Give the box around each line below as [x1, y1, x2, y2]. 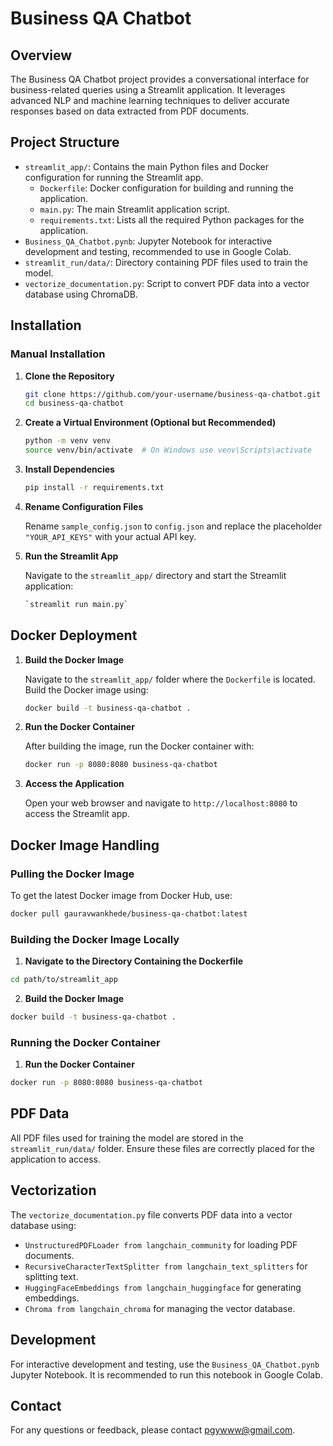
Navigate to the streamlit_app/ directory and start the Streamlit [24, 569, 287, 581]
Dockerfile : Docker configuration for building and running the [39, 182, 294, 194]
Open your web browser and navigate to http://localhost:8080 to [24, 797, 298, 809]
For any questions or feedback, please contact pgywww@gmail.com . [10, 1424, 296, 1436]
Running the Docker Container [10, 1035, 161, 1049]
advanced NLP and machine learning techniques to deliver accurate [10, 95, 290, 106]
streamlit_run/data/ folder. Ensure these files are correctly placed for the [10, 1142, 315, 1154]
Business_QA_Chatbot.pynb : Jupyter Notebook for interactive [24, 235, 273, 247]
